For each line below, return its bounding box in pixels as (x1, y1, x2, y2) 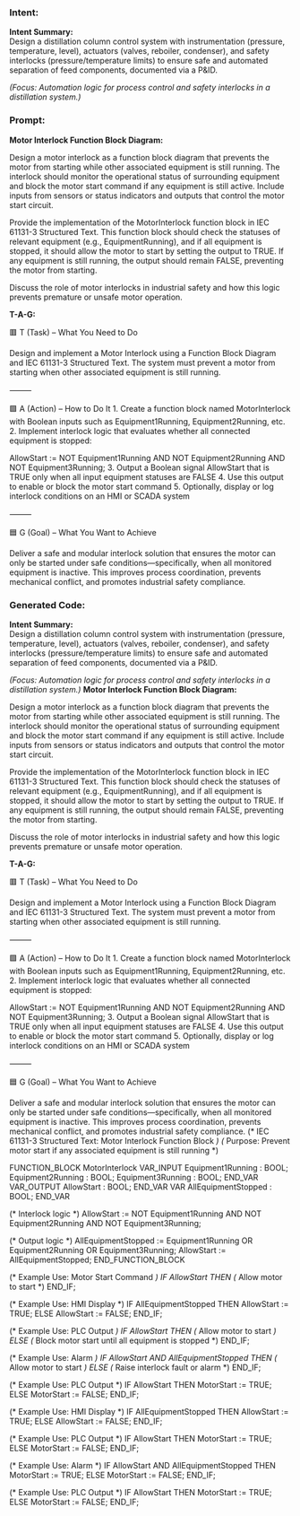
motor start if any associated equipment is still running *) (9, 1145, 219, 1155)
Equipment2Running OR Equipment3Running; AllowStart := (9, 1244, 227, 1255)
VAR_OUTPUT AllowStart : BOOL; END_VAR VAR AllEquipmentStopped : (9, 1181, 272, 1192)
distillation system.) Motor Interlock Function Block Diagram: (9, 684, 237, 694)
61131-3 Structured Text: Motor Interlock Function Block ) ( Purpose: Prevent (9, 1135, 291, 1146)
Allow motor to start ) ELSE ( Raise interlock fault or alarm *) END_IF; (9, 1362, 261, 1372)
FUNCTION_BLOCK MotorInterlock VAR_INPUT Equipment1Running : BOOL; (9, 1162, 288, 1172)
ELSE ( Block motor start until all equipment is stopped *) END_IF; (9, 1335, 250, 1346)
